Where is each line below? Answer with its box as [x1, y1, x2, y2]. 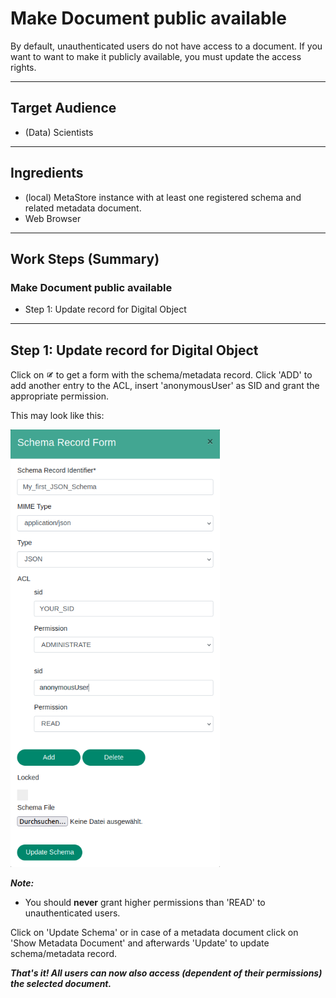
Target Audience [10, 100, 117, 117]
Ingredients [10, 165, 84, 182]
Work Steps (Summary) [10, 250, 160, 267]
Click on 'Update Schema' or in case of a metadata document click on [10, 927, 299, 939]
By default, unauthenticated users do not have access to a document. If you [10, 40, 323, 52]
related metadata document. [24, 202, 142, 214]
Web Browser [24, 212, 82, 224]
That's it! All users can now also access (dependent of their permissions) [10, 967, 323, 979]
